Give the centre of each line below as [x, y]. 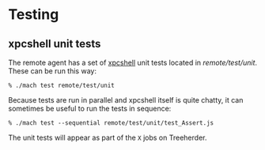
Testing [34, 15]
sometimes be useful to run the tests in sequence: [90, 109]
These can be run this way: [53, 71]
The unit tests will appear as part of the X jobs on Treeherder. [108, 137]
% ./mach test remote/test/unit [61, 85]
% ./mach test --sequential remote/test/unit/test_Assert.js [111, 123]
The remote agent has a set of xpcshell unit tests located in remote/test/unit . [133, 62]
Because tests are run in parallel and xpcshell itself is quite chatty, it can [126, 100]
